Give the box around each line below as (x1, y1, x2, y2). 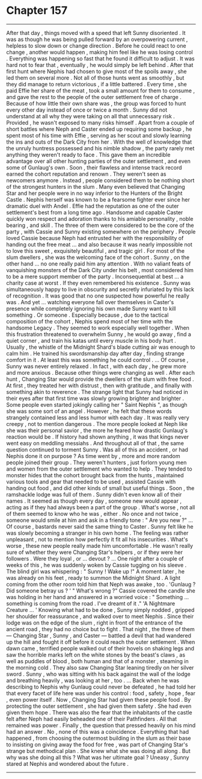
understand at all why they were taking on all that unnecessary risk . (6, 112, 176, 119)
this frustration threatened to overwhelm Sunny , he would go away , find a (6, 330, 191, 338)
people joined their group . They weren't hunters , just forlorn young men (6, 459, 187, 466)
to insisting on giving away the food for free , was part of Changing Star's (6, 740, 188, 748)
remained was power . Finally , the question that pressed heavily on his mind (6, 722, 196, 729)
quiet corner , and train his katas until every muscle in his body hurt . (6, 337, 176, 344)
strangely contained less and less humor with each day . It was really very (6, 414, 189, 421)
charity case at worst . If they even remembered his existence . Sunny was (6, 279, 191, 287)
